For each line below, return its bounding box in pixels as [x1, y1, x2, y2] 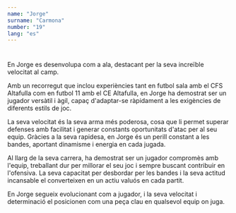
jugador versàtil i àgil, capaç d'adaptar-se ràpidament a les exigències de [7, 97, 221, 105]
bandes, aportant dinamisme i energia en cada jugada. [7, 140, 166, 149]
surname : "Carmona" [7, 17, 65, 24]
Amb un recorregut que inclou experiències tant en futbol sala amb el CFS [7, 82, 223, 90]
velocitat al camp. [7, 68, 59, 76]
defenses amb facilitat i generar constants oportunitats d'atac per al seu [7, 125, 218, 134]
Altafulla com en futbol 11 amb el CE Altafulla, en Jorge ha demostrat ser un [7, 89, 227, 97]
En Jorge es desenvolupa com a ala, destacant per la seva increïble [7, 61, 204, 69]
